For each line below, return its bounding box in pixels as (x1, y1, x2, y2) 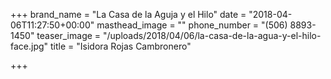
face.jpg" (10, 40, 49, 52)
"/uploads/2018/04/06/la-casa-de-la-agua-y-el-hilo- (103, 30, 322, 41)
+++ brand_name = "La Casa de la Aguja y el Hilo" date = (10, 9, 247, 20)
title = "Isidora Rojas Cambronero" (50, 40, 192, 52)
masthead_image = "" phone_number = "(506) (96, 19, 288, 31)
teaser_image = (36, 30, 102, 41)
